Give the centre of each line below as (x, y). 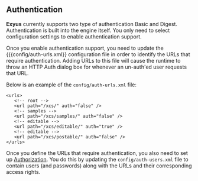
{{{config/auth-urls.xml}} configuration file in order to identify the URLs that (98, 54)
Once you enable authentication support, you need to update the (85, 48)
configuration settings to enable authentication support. (74, 36)
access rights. (23, 172)
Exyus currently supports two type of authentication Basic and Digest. (92, 24)
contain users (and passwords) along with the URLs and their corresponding (99, 166)
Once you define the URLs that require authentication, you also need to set (97, 153)
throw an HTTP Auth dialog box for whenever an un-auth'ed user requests (97, 67)
